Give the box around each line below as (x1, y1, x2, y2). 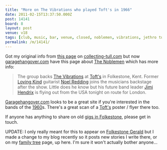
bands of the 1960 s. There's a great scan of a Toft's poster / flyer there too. (5, 104, 160, 110)
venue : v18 (5, 30, 28, 35)
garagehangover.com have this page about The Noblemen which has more (5, 58, 159, 65)
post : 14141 (5, 16, 30, 21)
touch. (5, 119, 18, 125)
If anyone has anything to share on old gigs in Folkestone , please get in (5, 114, 151, 120)
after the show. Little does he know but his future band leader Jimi (17, 84, 153, 90)
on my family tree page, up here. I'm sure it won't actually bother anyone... (5, 139, 158, 145)
